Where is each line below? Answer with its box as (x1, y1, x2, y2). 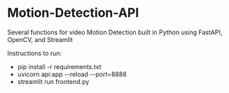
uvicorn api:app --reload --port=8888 (17, 70, 127, 78)
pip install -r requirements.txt (17, 62, 102, 71)
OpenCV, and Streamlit (7, 35, 74, 43)
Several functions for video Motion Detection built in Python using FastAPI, (7, 28, 223, 36)
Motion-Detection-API (7, 5, 139, 21)
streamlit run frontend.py (17, 77, 90, 85)
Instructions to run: (7, 49, 62, 57)
